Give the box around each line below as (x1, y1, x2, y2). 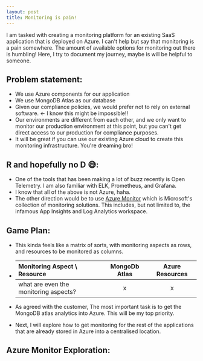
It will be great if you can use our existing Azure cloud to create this (14, 136, 183, 143)
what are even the (18, 280, 69, 288)
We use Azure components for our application (14, 90, 130, 98)
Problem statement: (6, 74, 83, 85)
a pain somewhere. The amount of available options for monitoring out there (6, 44, 196, 51)
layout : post (6, 8, 39, 15)
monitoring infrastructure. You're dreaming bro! (14, 142, 133, 149)
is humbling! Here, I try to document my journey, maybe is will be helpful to (6, 50, 193, 58)
